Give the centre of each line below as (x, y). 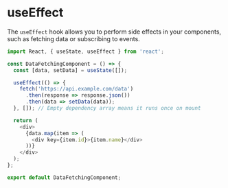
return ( (26, 120)
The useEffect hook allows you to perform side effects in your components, (114, 32)
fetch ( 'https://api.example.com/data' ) (77, 89)
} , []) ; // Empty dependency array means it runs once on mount (107, 108)
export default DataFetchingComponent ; (64, 177)
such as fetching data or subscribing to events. (74, 38)
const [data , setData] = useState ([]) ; (70, 70)
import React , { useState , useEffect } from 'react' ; (86, 51)
